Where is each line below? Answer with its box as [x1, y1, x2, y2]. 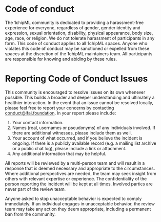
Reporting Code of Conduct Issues [5, 73, 148, 84]
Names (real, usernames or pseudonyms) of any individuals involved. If [12, 125, 156, 131]
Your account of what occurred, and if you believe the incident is [12, 135, 142, 141]
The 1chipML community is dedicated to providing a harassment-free [5, 20, 144, 25]
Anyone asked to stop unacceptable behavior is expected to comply [5, 196, 142, 201]
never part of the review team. [5, 186, 66, 192]
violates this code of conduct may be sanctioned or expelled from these [5, 45, 150, 51]
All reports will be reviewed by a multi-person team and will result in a [5, 160, 145, 166]
